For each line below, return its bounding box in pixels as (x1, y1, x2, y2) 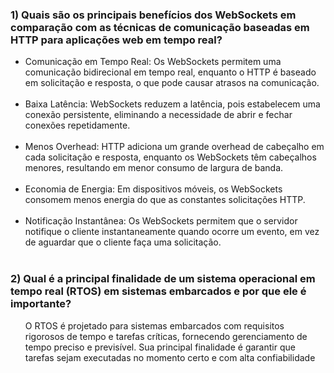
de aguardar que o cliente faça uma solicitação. (24, 236, 222, 248)
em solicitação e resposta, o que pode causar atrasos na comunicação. (24, 77, 320, 89)
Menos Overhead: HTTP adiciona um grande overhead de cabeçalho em (24, 141, 325, 153)
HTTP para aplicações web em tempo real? (10, 33, 223, 47)
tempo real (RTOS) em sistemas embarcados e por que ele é (10, 284, 307, 298)
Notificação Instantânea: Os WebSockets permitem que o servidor (24, 215, 298, 227)
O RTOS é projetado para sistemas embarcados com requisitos (24, 319, 285, 332)
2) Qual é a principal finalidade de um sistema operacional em (10, 272, 316, 286)
